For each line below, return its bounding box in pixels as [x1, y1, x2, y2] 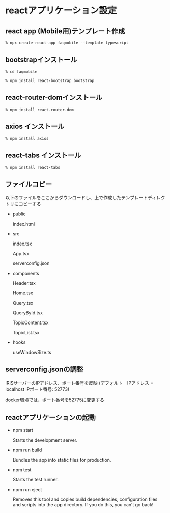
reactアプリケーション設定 [5, 5, 117, 16]
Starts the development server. [12, 437, 78, 443]
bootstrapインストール [5, 56, 77, 64]
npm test [12, 467, 32, 473]
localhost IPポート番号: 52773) [5, 386, 70, 392]
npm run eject [12, 486, 42, 492]
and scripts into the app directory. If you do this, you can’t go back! [12, 501, 154, 507]
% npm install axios [5, 136, 49, 141]
